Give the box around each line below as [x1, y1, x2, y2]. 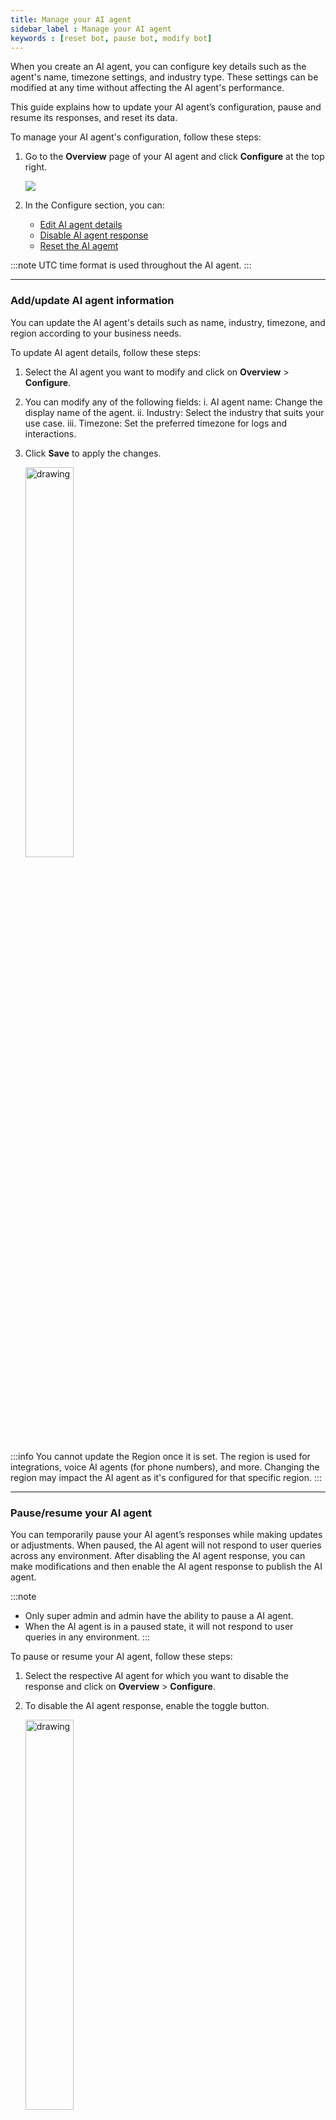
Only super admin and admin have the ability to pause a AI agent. [24, 1609, 294, 1621]
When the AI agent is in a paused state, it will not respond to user [24, 1620, 294, 1632]
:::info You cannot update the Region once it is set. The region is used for [10, 1450, 311, 1462]
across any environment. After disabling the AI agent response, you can [10, 1549, 306, 1561]
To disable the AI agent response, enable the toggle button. [24, 1699, 270, 1711]
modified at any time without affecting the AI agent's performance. [10, 82, 285, 94]
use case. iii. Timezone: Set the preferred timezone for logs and [24, 417, 287, 429]
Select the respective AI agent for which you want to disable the [24, 1669, 289, 1681]
